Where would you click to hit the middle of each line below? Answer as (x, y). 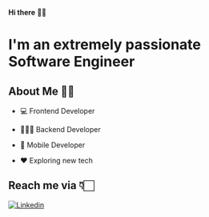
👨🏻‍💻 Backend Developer (60, 129)
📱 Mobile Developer (52, 145)
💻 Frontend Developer (57, 111)
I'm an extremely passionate (105, 45)
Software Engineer (72, 62)
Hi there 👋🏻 (27, 12)
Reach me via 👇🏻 (51, 185)
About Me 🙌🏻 (42, 91)
